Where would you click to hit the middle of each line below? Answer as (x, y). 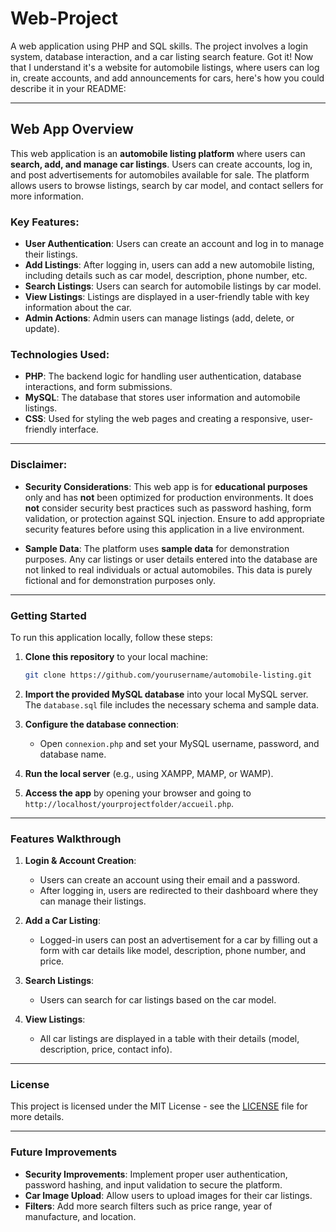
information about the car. (78, 308)
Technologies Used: (60, 354)
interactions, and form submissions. (98, 387)
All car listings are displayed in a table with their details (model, (169, 1039)
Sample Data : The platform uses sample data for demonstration (157, 548)
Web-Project (64, 18)
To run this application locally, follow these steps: (111, 637)
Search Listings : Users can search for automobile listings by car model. (173, 286)
